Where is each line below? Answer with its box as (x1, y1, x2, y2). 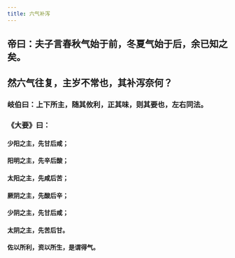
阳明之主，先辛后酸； (7, 156, 69, 165)
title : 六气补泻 (7, 10, 50, 18)
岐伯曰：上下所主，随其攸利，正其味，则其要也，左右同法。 (7, 100, 208, 109)
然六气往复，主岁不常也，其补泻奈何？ (7, 77, 173, 89)
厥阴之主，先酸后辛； (7, 191, 69, 200)
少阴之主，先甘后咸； (7, 208, 69, 217)
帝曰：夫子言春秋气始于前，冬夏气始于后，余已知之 (7, 38, 228, 50)
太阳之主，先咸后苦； (7, 174, 69, 182)
